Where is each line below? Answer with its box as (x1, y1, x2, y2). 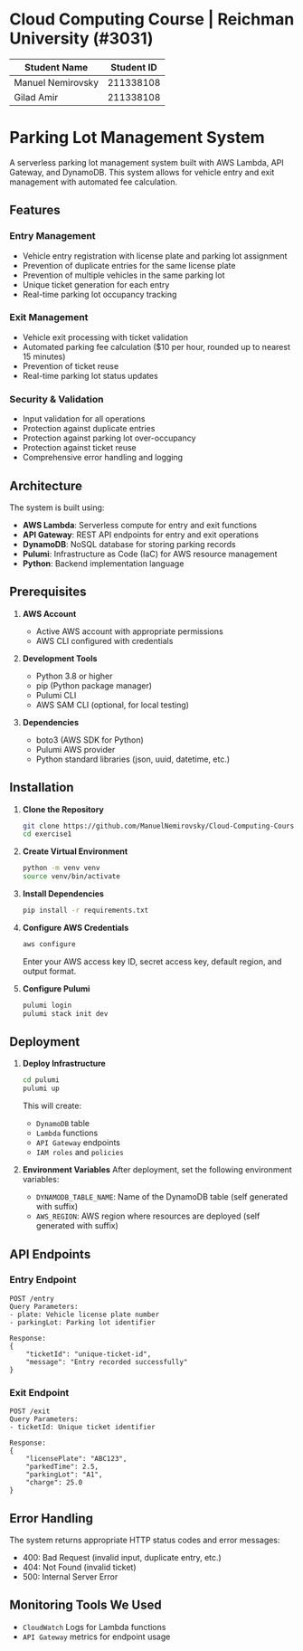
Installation (9, 780, 74, 795)
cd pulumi (22, 1076, 61, 1085)
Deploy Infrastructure (22, 1058, 106, 1069)
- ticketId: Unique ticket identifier (9, 1423, 156, 1432)
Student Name (24, 61, 89, 73)
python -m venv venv (22, 864, 100, 873)
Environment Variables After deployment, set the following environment (22, 1164, 292, 1175)
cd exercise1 (22, 830, 72, 839)
